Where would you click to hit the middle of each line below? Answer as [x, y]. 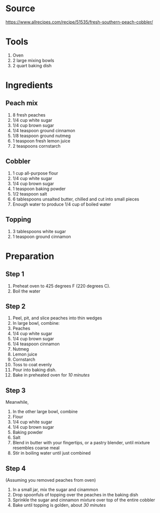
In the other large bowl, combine [45, 412]
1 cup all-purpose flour [35, 173]
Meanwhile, [17, 402]
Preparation [30, 256]
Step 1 [15, 274]
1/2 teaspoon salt [30, 194]
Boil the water [27, 291]
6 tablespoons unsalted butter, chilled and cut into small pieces [76, 199]
